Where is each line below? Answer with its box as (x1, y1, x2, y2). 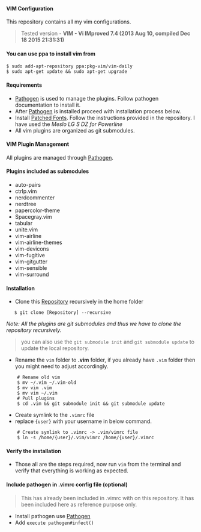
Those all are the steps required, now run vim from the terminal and (14, 461, 181, 468)
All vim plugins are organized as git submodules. (14, 127, 135, 134)
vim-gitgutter (14, 258, 48, 265)
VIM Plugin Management (6, 140, 70, 148)
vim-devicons (14, 245, 49, 252)
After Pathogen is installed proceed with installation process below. (14, 107, 181, 114)
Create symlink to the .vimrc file (14, 412, 95, 419)
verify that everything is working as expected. (14, 467, 129, 474)
